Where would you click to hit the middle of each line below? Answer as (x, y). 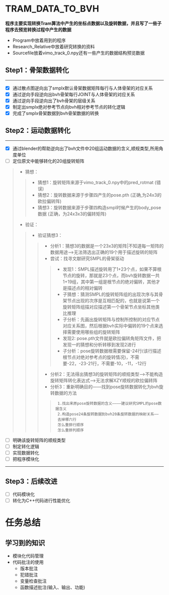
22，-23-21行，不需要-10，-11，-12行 (108, 363)
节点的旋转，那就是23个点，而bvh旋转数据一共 (111, 275)
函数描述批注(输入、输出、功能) (53, 587)
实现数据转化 (26, 453)
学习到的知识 (25, 543)
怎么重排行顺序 (71, 425)
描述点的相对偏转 (85, 288)
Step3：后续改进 (31, 481)
